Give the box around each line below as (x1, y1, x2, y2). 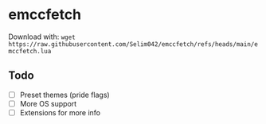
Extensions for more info (19, 107, 101, 117)
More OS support (19, 99, 77, 108)
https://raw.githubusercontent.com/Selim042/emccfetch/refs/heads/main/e (8, 40, 259, 48)
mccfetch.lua (8, 47, 52, 55)
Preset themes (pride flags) (19, 90, 110, 99)
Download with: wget (8, 32, 76, 41)
